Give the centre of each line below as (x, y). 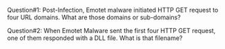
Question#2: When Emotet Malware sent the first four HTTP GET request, (111, 31)
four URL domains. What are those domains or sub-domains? (94, 17)
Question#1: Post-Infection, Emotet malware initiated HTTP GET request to (113, 10)
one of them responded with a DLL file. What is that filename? (95, 38)
